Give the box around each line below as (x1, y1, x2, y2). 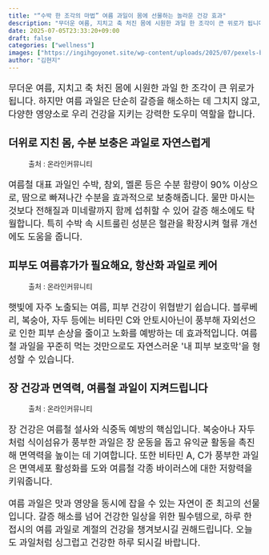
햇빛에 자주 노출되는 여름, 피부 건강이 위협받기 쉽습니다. (8, 301, 231, 313)
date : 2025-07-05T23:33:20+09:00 (8, 26, 120, 34)
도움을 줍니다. (27, 231, 82, 243)
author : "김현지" (8, 57, 62, 65)
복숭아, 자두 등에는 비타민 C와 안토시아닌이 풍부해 (21, 314, 221, 326)
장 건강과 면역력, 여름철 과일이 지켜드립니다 (8, 381, 208, 395)
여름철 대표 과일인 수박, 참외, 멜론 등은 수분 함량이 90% (8, 179, 231, 191)
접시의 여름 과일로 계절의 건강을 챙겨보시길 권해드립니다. (8, 524, 234, 536)
